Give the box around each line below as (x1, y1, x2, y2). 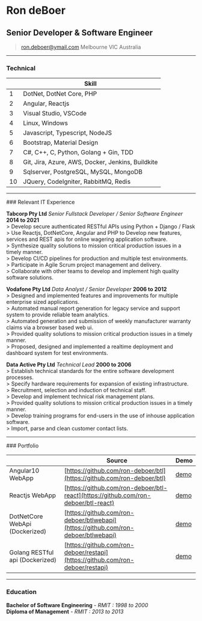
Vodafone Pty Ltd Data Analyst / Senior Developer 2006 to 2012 (6, 286, 167, 293)
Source (106, 456, 127, 465)
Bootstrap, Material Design (23, 139, 99, 147)
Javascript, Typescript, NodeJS (23, 129, 112, 137)
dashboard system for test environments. (6, 350, 108, 357)
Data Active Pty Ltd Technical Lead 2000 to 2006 (6, 361, 132, 368)
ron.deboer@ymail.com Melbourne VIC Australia (20, 43, 141, 50)
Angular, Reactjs (23, 100, 70, 108)
